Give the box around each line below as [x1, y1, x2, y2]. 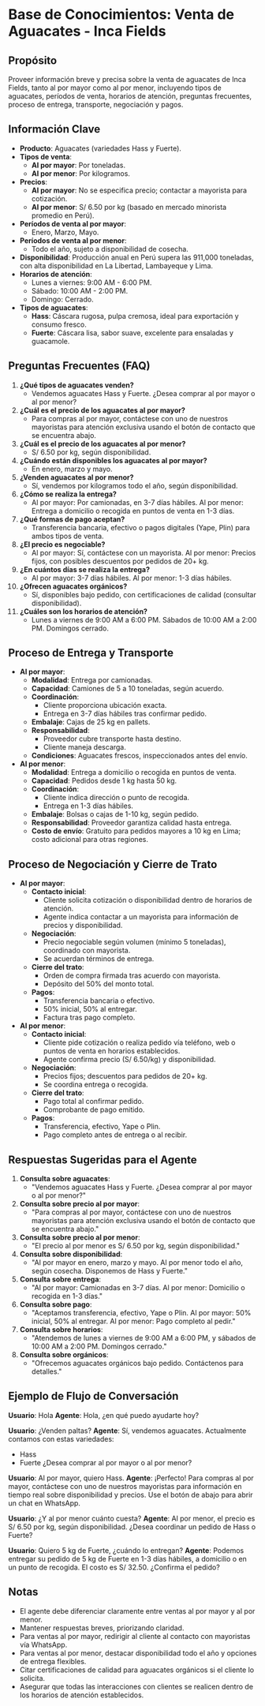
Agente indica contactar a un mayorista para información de [43, 912, 239, 922]
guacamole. [31, 336, 70, 346]
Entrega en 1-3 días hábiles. [43, 801, 134, 810]
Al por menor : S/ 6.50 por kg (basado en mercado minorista [31, 202, 227, 211]
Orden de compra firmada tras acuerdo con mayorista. [43, 971, 221, 980]
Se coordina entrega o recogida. [43, 1079, 148, 1090]
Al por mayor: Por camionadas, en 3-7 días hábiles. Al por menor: [31, 497, 244, 507]
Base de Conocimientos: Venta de [8, 6, 235, 24]
